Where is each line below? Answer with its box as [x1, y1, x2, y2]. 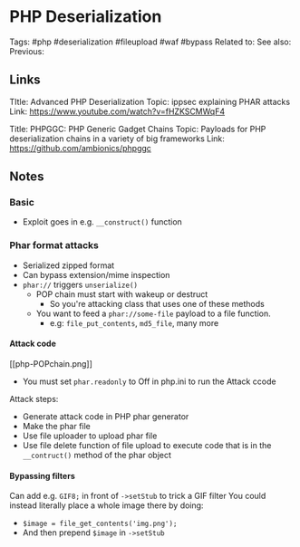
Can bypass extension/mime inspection [22, 269, 170, 280]
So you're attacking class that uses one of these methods [49, 298, 265, 309]
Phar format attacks [9, 239, 100, 252]
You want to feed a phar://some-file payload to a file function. [35, 308, 272, 319]
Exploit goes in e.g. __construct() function [22, 216, 183, 227]
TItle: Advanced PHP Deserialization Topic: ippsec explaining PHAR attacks [9, 96, 291, 107]
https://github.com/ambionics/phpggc [9, 142, 152, 153]
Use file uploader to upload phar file [22, 430, 158, 441]
